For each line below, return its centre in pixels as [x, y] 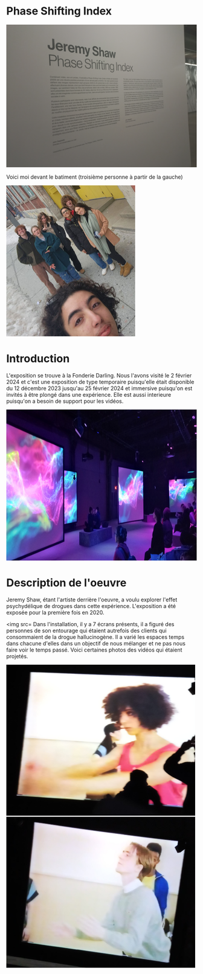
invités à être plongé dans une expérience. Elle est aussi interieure [89, 394]
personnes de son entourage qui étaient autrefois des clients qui [87, 630]
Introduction [38, 359]
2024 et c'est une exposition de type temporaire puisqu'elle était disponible [100, 382]
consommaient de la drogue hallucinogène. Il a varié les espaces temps [95, 637]
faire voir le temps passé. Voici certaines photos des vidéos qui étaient [94, 650]
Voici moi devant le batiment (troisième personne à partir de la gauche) [95, 177]
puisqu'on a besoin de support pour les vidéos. [65, 401]
